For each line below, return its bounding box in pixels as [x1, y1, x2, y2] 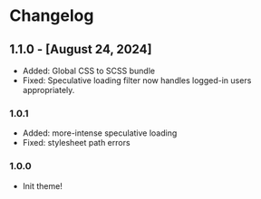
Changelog [9, 5, 94, 26]
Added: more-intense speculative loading [22, 128, 178, 138]
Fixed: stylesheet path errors [22, 137, 130, 148]
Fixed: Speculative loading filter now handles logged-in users [22, 75, 252, 86]
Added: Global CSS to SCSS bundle [22, 65, 156, 76]
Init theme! [22, 180, 63, 191]
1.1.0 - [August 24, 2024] [9, 42, 152, 57]
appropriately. [22, 85, 75, 95]
